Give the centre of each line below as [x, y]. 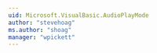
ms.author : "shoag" [40, 30]
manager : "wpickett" [42, 37]
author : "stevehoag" [42, 23]
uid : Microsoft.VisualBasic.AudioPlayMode [78, 15]
